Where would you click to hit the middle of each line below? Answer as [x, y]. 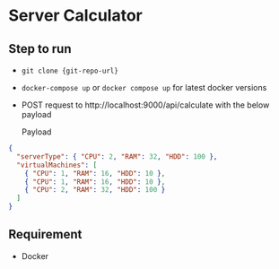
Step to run [40, 49]
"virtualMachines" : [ [57, 165]
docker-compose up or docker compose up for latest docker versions [144, 87]
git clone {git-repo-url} [70, 71]
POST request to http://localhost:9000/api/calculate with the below [145, 105]
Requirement [45, 234]
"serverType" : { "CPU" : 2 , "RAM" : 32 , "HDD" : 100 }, [117, 156]
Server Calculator [75, 16]
